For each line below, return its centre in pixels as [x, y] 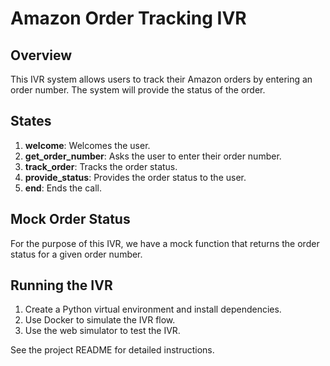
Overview [41, 55]
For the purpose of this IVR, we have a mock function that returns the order [165, 243]
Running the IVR [61, 285]
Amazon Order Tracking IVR [128, 18]
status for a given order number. [76, 254]
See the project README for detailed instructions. [112, 350]
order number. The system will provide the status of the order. [138, 90]
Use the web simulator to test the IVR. [102, 331]
